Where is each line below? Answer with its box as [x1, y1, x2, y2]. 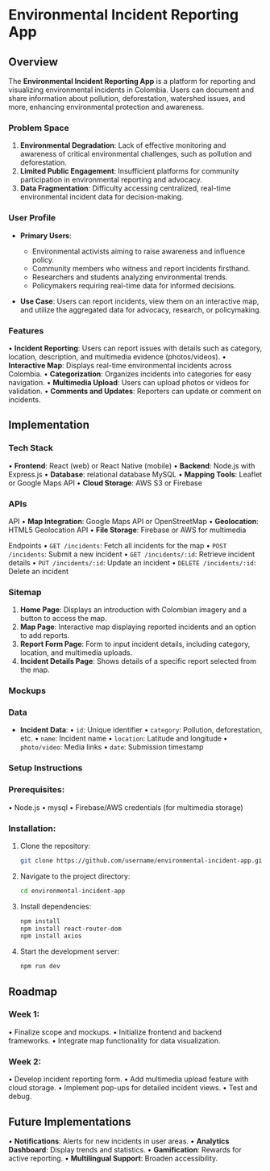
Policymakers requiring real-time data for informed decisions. [31, 280, 236, 290]
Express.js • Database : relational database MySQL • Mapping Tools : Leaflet [8, 469, 263, 479]
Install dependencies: [19, 901, 92, 911]
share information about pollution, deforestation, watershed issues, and [8, 94, 246, 103]
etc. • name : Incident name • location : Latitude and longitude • [19, 733, 228, 744]
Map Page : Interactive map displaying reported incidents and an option [19, 622, 256, 632]
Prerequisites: [8, 784, 65, 795]
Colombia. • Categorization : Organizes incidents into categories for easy [8, 369, 252, 379]
